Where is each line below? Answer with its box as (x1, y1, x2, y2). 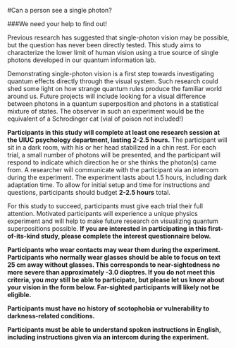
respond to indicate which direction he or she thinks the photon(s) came (7, 158, 217, 167)
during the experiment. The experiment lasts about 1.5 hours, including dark (7, 173, 228, 181)
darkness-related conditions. (7, 312, 95, 320)
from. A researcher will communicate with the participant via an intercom (7, 166, 219, 174)
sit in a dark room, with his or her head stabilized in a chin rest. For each (7, 143, 217, 151)
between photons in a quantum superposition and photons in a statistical (7, 100, 218, 108)
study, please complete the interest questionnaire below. (41, 232, 211, 240)
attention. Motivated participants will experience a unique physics (7, 210, 199, 217)
